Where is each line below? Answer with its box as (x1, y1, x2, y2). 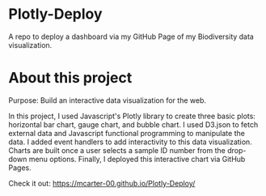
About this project (8, 69, 133, 87)
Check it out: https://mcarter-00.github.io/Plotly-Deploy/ (8, 178, 196, 188)
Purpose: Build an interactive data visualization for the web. (8, 95, 206, 105)
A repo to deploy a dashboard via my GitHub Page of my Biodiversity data (8, 32, 255, 41)
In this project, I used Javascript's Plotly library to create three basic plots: (8, 111, 256, 121)
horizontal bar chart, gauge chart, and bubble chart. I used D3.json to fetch (8, 119, 259, 130)
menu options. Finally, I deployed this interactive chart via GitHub (28, 154, 246, 164)
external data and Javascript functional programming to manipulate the (8, 128, 245, 138)
